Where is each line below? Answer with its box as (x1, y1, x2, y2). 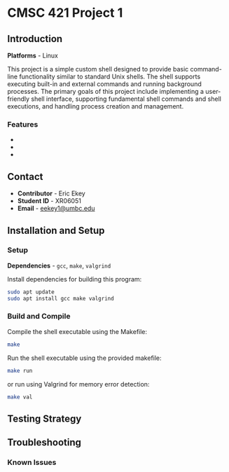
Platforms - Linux (7, 51, 58, 60)
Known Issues (7, 457, 57, 467)
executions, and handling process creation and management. (7, 102, 184, 110)
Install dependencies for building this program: (7, 275, 142, 283)
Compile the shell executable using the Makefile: (7, 327, 148, 335)
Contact (7, 170, 43, 183)
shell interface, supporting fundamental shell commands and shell (31, 95, 222, 103)
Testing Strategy (7, 412, 82, 424)
